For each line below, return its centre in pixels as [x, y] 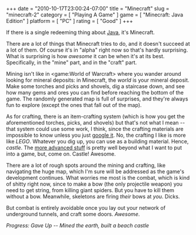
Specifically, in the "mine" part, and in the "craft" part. [72, 62]
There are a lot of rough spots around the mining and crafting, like [86, 165]
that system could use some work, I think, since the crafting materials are [95, 129]
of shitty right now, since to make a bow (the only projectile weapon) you [94, 184]
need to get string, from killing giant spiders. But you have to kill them [90, 190]
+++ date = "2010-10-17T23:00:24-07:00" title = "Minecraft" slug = [88, 9]
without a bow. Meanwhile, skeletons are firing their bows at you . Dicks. [93, 197]
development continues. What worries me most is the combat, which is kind [98, 178]
